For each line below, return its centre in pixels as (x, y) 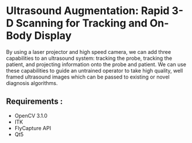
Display (53, 36)
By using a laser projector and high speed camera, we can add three (89, 52)
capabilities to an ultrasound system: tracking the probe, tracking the (89, 58)
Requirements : (35, 102)
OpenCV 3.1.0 (31, 115)
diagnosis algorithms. (32, 83)
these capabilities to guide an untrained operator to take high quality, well (95, 70)
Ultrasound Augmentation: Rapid (88, 11)
